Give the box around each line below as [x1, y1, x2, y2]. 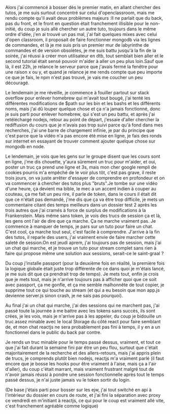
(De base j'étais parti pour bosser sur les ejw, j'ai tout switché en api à [5, 387, 152, 393]
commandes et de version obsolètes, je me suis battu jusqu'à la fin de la [5, 48, 156, 53]
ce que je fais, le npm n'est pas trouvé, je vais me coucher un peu [5, 75, 143, 80]
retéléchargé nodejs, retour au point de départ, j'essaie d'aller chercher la [5, 117, 159, 122]
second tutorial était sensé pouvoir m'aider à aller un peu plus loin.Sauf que [5, 58, 163, 64]
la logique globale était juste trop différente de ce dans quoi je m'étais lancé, [5, 266, 165, 271]
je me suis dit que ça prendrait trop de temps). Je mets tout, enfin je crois [5, 271, 159, 277]
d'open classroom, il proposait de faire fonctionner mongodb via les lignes [5, 37, 161, 43]
